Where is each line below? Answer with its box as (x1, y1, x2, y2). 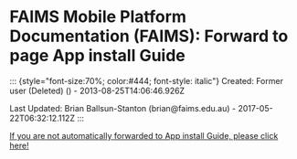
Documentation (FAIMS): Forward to (9, 26, 289, 47)
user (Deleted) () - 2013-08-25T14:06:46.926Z (9, 85, 186, 96)
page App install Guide (9, 46, 186, 66)
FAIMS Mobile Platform (9, 6, 187, 27)
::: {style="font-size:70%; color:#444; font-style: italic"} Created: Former (9, 75, 283, 86)
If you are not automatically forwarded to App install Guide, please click (9, 130, 279, 141)
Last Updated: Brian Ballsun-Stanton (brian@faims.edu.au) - (9, 102, 236, 113)
